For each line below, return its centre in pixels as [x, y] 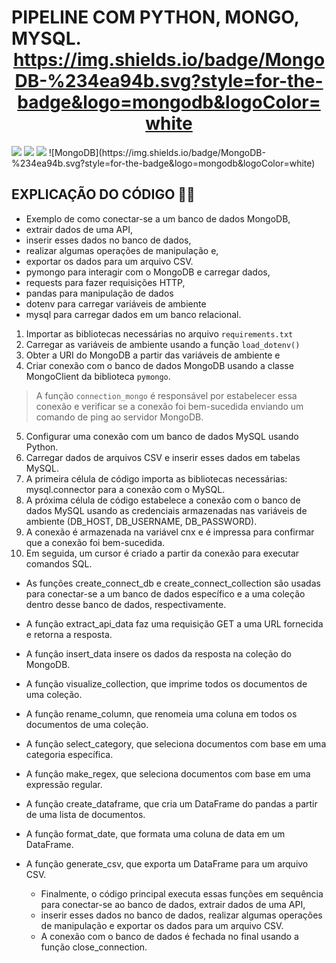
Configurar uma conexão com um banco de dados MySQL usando [162, 436]
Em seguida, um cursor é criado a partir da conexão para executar [162, 553]
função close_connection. [94, 947]
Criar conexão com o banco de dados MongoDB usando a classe [159, 365]
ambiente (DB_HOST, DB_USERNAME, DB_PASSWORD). [141, 521]
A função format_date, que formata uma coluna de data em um [155, 833]
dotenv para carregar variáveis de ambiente [116, 303]
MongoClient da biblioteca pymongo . [98, 376]
